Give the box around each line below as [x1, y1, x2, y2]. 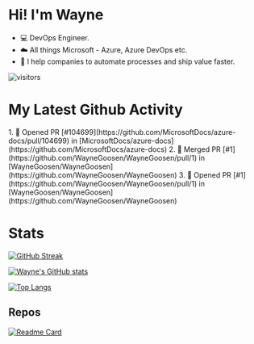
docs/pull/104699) [8, 136, 70, 145]
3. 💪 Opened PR [178, 170, 232, 179]
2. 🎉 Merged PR [169, 144, 222, 154]
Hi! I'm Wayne [8, 6, 104, 24]
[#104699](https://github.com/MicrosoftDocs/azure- [61, 127, 236, 136]
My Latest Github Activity [8, 101, 183, 119]
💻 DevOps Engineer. [19, 32, 90, 42]
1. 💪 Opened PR [8, 127, 60, 136]
